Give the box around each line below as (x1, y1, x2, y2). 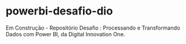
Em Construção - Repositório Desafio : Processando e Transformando (5, 24, 181, 31)
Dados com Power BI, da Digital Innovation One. (5, 30, 125, 37)
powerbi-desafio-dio (5, 4, 113, 18)
